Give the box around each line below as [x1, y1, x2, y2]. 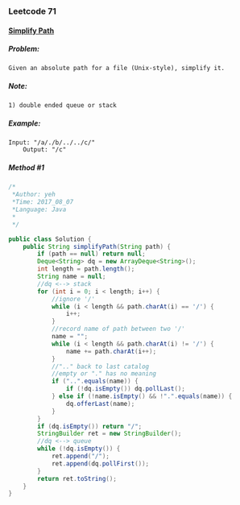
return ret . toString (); [37, 474, 117, 482]
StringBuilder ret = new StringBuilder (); [37, 429, 182, 438]
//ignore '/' [51, 295, 95, 303]
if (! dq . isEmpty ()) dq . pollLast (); [65, 385, 185, 393]
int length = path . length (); [37, 265, 135, 273]
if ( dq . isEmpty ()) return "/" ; [37, 422, 143, 430]
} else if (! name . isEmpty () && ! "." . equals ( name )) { [51, 392, 233, 400]
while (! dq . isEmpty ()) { [37, 445, 121, 453]
